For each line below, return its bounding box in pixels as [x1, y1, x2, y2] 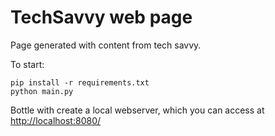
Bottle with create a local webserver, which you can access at [10, 104, 265, 116]
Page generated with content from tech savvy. [10, 39, 202, 51]
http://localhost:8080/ [10, 114, 102, 126]
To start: [10, 58, 45, 70]
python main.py [10, 86, 74, 96]
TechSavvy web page [10, 6, 193, 29]
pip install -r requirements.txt [10, 77, 150, 88]
